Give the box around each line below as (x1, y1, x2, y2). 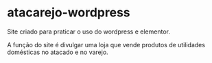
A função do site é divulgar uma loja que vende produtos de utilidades (7, 40, 206, 49)
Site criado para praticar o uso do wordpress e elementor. (7, 27, 170, 36)
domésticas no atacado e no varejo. (7, 48, 108, 56)
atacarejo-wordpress (7, 5, 130, 21)
